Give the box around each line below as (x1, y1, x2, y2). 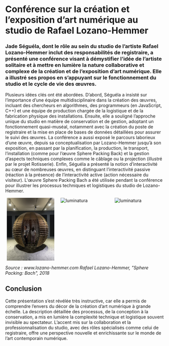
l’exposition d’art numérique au (5, 14, 138, 26)
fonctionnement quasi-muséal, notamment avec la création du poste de (5, 124, 153, 130)
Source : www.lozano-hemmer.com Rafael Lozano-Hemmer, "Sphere (5, 265, 149, 271)
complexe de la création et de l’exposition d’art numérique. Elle (5, 68, 162, 75)
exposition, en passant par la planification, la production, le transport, (5, 145, 149, 151)
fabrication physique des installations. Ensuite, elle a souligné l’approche (5, 113, 156, 119)
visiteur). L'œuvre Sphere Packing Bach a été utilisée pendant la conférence (5, 177, 163, 183)
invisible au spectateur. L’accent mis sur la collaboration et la (5, 319, 131, 325)
